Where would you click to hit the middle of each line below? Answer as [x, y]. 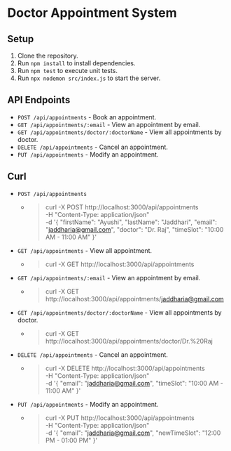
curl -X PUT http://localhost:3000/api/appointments [120, 418]
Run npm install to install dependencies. [76, 63]
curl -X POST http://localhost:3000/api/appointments [122, 207]
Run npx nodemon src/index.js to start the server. [89, 78]
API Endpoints [39, 100]
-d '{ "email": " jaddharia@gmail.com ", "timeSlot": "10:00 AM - [134, 383]
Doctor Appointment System [92, 13]
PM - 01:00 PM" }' [71, 440]
